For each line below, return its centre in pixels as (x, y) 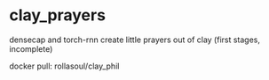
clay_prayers (58, 15)
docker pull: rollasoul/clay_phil (64, 66)
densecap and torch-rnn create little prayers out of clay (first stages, (134, 40)
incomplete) (31, 48)
